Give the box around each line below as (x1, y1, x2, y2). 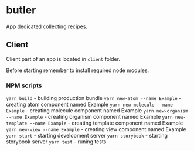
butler (6, 4, 36, 17)
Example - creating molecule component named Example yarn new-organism (6, 107, 189, 114)
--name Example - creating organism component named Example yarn (6, 114, 173, 121)
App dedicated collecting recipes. (6, 23, 88, 30)
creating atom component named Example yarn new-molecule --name (6, 101, 173, 108)
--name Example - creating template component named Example (29, 119, 183, 126)
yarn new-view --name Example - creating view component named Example (6, 126, 186, 133)
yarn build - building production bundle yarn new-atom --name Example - (6, 95, 182, 102)
